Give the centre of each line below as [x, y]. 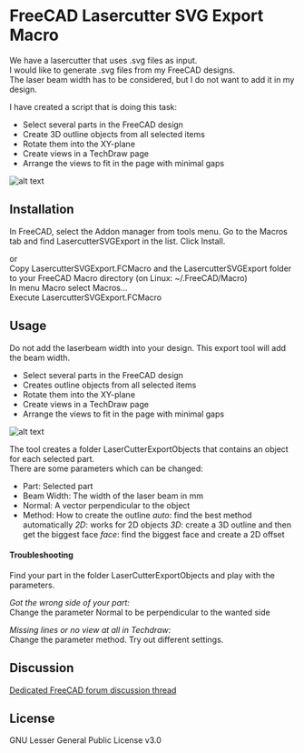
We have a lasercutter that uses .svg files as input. [103, 60]
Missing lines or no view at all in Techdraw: [90, 629]
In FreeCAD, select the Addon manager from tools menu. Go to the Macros [149, 231]
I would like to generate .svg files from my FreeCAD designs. [123, 70]
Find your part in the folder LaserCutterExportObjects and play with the [142, 575]
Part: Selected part [58, 486]
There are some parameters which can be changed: [107, 468]
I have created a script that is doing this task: [93, 106]
